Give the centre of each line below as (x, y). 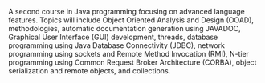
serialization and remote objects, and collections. (90, 71)
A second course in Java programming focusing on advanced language (126, 12)
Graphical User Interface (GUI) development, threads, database (113, 37)
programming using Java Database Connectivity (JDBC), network (116, 45)
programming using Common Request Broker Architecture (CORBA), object (132, 62)
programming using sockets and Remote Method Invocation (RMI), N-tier (129, 54)
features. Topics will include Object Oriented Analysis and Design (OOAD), (131, 20)
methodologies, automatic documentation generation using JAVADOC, (124, 28)
